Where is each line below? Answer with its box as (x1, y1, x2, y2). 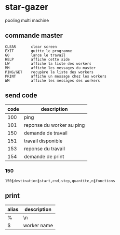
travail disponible (24, 137, 63, 144)
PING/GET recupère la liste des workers (5, 70, 94, 74)
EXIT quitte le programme (5, 48, 72, 53)
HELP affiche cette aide (5, 57, 70, 62)
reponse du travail (24, 145, 65, 152)
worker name (23, 222, 53, 229)
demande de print (24, 153, 64, 160)
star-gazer (5, 1, 49, 13)
